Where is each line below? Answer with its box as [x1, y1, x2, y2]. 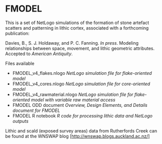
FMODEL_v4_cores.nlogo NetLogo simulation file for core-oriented [12, 81, 150, 87]
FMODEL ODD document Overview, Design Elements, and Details [12, 102, 148, 108]
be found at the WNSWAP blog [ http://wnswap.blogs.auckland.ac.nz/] [5, 133, 150, 139]
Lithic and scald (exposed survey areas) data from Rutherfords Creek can [5, 127, 157, 133]
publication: [5, 30, 30, 36]
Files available [5, 60, 35, 66]
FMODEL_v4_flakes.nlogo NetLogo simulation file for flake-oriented [12, 70, 152, 76]
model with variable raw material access [31, 96, 115, 103]
